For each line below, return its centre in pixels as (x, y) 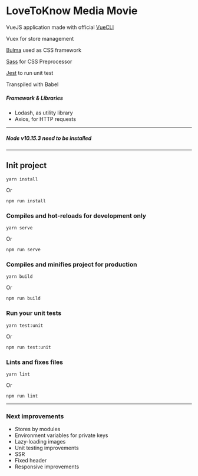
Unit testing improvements (47, 448)
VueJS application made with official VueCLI (60, 27)
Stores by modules (37, 429)
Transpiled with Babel (32, 84)
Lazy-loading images (40, 442)
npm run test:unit (29, 347)
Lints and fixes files (35, 362)
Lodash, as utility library (44, 113)
